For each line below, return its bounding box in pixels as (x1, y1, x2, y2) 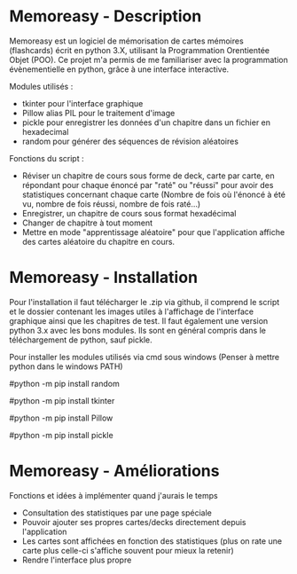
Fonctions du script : (9, 153, 84, 163)
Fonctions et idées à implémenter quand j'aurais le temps (9, 490, 219, 500)
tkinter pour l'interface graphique (21, 98, 144, 108)
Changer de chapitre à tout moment (21, 217, 153, 228)
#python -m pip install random (9, 378, 120, 389)
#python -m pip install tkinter (9, 395, 115, 405)
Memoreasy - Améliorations (9, 461, 220, 481)
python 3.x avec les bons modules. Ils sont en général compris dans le (9, 325, 266, 335)
